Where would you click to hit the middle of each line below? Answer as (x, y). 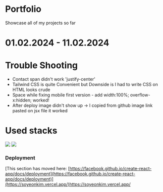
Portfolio (23, 9)
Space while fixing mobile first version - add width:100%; (71, 95)
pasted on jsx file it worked (40, 111)
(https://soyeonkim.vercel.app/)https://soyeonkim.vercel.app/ (68, 185)
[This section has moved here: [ (38, 169)
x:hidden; (22, 100)
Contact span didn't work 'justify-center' (54, 79)
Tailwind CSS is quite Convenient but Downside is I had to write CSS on (85, 85)
